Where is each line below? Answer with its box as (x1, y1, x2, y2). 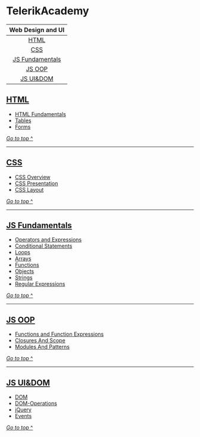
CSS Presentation (14, 180, 58, 187)
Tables (14, 117, 32, 124)
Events (14, 413, 32, 419)
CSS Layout (14, 186, 44, 193)
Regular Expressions (14, 280, 65, 288)
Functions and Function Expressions (14, 330, 104, 338)
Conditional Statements (14, 242, 73, 249)
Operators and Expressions (14, 236, 82, 244)
